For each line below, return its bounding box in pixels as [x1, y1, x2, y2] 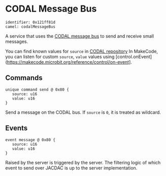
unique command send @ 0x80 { [5, 87, 70, 92]
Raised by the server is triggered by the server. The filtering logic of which [5, 159, 161, 165]
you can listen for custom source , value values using [5, 54, 115, 60]
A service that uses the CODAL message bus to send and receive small [5, 33, 154, 39]
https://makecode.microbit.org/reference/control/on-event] [7, 59, 131, 65]
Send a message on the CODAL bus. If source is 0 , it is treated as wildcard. [5, 109, 161, 115]
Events [5, 124, 28, 133]
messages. [5, 38, 28, 45]
